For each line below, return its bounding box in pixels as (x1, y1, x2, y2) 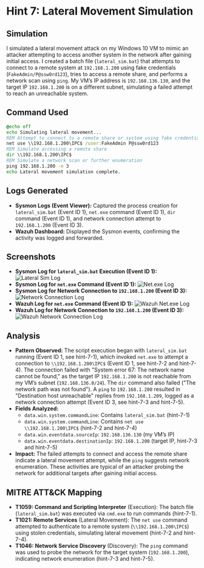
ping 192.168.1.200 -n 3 (6, 163, 69, 169)
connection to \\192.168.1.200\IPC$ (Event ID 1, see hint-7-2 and (15, 360, 178, 367)
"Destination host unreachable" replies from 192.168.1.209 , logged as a (15, 392, 194, 400)
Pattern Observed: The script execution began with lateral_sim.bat (15, 347, 187, 354)
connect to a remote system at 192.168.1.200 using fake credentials (6, 64, 176, 71)
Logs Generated (6, 185, 69, 196)
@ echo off (6, 123, 32, 130)
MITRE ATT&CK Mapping (6, 487, 103, 497)
